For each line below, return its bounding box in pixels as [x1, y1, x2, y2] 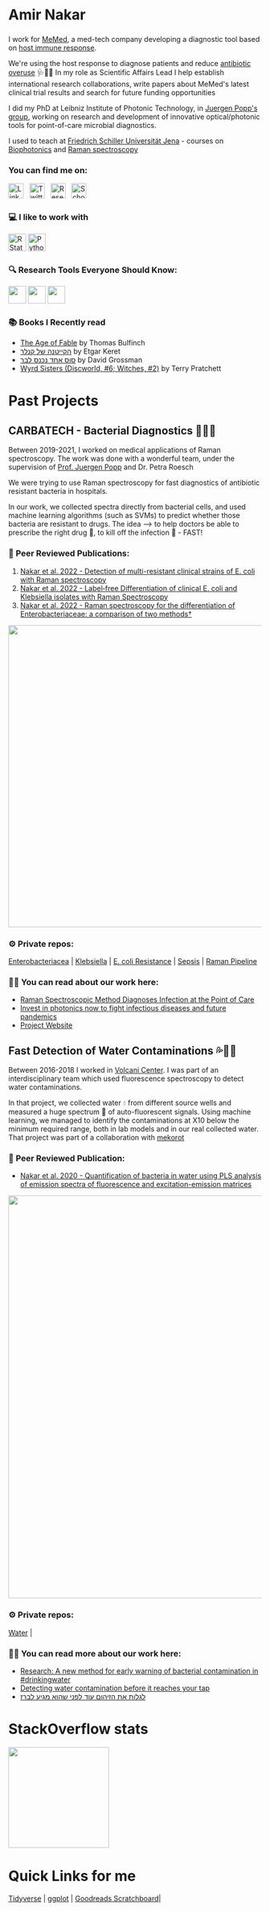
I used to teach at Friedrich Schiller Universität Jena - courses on [8, 136, 224, 146]
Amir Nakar [8, 6, 86, 24]
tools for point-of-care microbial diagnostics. [8, 121, 157, 130]
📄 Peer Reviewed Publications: [8, 548, 130, 559]
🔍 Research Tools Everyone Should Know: [8, 264, 178, 275]
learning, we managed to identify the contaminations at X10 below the [8, 1115, 239, 1125]
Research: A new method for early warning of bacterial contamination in [19, 1665, 259, 1676]
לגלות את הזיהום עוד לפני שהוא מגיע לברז [19, 1691, 146, 1701]
